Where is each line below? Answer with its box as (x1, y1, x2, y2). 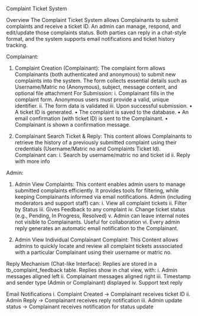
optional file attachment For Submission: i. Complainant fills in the (14, 90, 174, 96)
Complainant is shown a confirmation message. (14, 121, 131, 128)
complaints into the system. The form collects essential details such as (14, 77, 187, 84)
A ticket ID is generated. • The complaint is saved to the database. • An (14, 109, 189, 115)
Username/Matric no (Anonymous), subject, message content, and (14, 83, 177, 91)
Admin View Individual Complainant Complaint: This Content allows (14, 236, 178, 243)
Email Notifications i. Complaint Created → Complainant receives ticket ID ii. (6, 291, 191, 298)
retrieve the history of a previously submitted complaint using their (14, 139, 177, 146)
